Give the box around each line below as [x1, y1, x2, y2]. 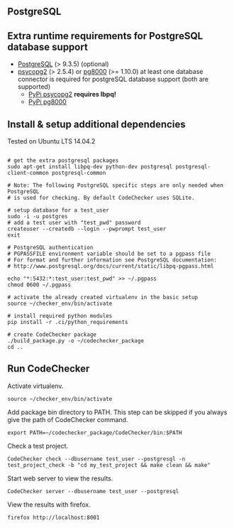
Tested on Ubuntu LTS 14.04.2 [7, 137, 96, 146]
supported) [17, 82, 51, 91]
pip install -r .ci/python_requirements [7, 319, 129, 326]
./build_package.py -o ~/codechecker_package [7, 338, 144, 345]
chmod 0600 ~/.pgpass [7, 281, 72, 289]
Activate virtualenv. [7, 382, 64, 390]
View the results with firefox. [7, 500, 91, 509]
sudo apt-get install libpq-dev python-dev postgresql [7, 163, 173, 171]
